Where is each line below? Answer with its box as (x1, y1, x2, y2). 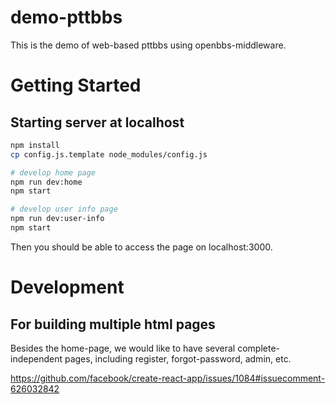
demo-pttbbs (10, 6, 123, 29)
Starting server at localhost (10, 114, 185, 131)
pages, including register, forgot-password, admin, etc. (64, 352, 292, 365)
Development (10, 276, 125, 299)
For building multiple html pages (10, 316, 216, 333)
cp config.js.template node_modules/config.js (10, 149, 208, 160)
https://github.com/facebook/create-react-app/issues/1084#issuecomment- (10, 372, 326, 384)
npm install (10, 140, 60, 150)
